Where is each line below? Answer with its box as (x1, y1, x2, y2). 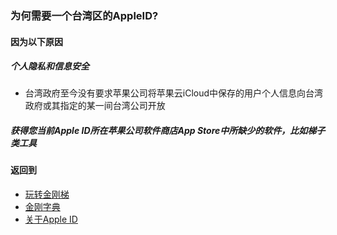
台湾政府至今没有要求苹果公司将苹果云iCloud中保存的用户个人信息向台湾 (24, 87, 324, 99)
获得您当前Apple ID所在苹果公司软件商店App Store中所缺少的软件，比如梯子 (10, 125, 326, 137)
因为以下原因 (10, 35, 63, 47)
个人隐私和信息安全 (10, 60, 90, 72)
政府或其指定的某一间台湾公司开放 (24, 100, 166, 112)
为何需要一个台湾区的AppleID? (10, 8, 159, 22)
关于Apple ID (24, 213, 78, 226)
